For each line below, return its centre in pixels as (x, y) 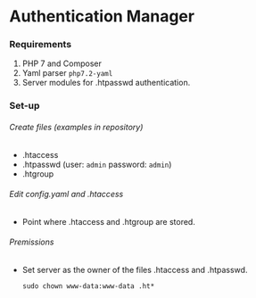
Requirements (41, 45)
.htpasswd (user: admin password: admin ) (97, 164)
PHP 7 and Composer (62, 63)
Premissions (32, 242)
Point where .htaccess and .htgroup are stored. (109, 221)
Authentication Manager (102, 17)
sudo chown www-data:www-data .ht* (88, 286)
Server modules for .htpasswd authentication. (106, 83)
